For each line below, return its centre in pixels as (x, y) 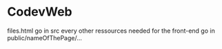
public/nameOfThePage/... (45, 37)
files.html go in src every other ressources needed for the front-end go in (111, 31)
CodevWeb (40, 12)
